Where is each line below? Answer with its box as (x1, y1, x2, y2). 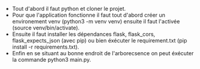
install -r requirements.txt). (12, 43, 80, 50)
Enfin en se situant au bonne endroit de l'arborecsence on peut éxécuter (12, 50, 194, 56)
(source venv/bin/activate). (12, 24, 80, 31)
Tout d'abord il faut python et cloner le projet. (12, 5, 126, 12)
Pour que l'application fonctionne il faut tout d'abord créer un (12, 11, 166, 19)
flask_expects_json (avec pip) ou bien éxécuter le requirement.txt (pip (12, 37, 187, 44)
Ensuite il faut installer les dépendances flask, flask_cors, (12, 31, 156, 38)
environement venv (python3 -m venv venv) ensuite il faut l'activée (12, 18, 181, 25)
